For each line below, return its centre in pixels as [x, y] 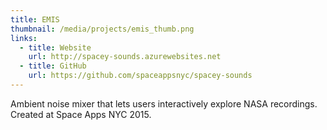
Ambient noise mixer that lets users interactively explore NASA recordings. [164, 103]
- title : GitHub [53, 66]
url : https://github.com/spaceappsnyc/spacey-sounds [140, 76]
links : [24, 38]
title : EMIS [35, 19]
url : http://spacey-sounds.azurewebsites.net [125, 57]
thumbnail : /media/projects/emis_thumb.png [102, 29]
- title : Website [55, 47]
